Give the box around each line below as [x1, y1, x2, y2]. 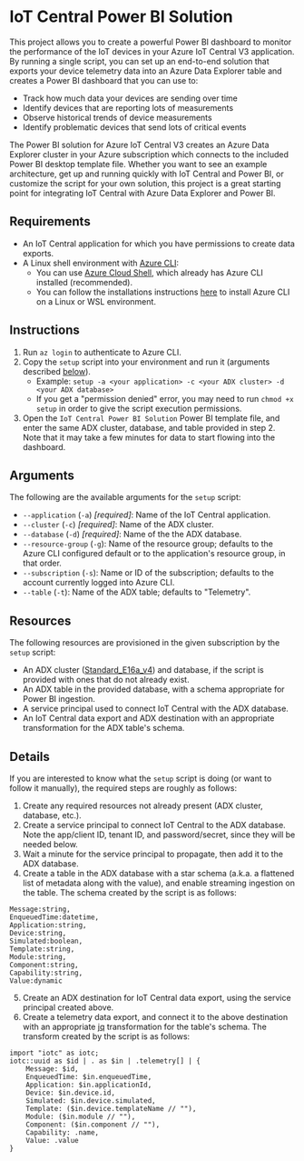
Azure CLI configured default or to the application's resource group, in [22, 548, 286, 559]
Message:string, [9, 905, 71, 914]
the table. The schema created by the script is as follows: [22, 887, 238, 897]
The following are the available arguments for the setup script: [9, 492, 241, 503]
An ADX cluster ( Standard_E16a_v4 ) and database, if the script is [22, 665, 265, 676]
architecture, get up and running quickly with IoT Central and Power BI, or [9, 168, 284, 179]
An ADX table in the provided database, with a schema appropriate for [22, 684, 285, 695]
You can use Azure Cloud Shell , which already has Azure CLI [35, 266, 263, 278]
